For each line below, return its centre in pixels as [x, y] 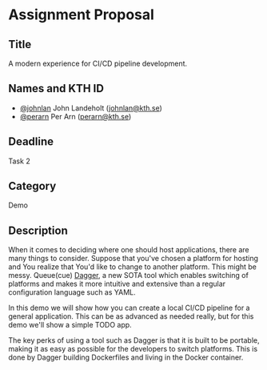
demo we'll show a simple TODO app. [70, 325]
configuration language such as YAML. [72, 292]
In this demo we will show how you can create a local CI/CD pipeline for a [129, 308]
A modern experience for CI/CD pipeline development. [98, 63]
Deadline [31, 142]
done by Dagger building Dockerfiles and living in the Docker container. [126, 357]
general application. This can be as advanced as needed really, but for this [131, 316]
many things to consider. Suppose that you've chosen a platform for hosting [133, 259]
